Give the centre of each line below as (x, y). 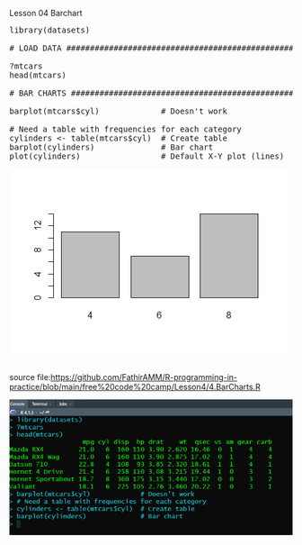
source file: (30, 377)
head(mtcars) (38, 75)
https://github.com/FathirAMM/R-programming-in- (144, 377)
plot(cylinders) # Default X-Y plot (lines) (147, 156)
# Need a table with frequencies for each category (126, 129)
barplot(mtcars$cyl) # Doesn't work (118, 111)
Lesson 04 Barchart (46, 13)
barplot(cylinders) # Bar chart (111, 147)
